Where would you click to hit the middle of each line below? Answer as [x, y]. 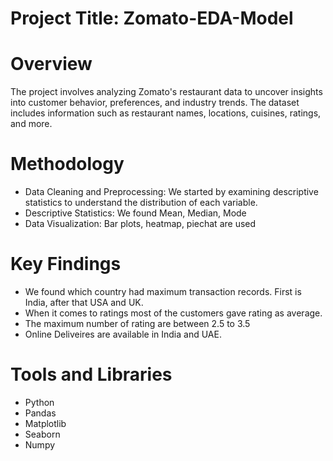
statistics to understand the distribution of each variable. [141, 203]
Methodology [67, 164]
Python [39, 402]
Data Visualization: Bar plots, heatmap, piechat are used [140, 224]
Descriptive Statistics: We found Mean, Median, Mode [135, 213]
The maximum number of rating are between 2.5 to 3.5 [137, 323]
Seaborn [42, 434]
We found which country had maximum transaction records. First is [163, 291]
